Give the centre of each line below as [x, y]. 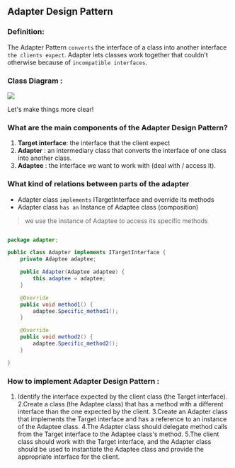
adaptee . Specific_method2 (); [76, 344]
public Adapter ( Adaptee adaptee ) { [73, 272]
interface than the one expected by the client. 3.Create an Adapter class [122, 411]
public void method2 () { [57, 337]
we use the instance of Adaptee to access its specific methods [116, 221]
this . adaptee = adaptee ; [69, 279]
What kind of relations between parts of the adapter [98, 184]
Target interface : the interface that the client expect [94, 143]
